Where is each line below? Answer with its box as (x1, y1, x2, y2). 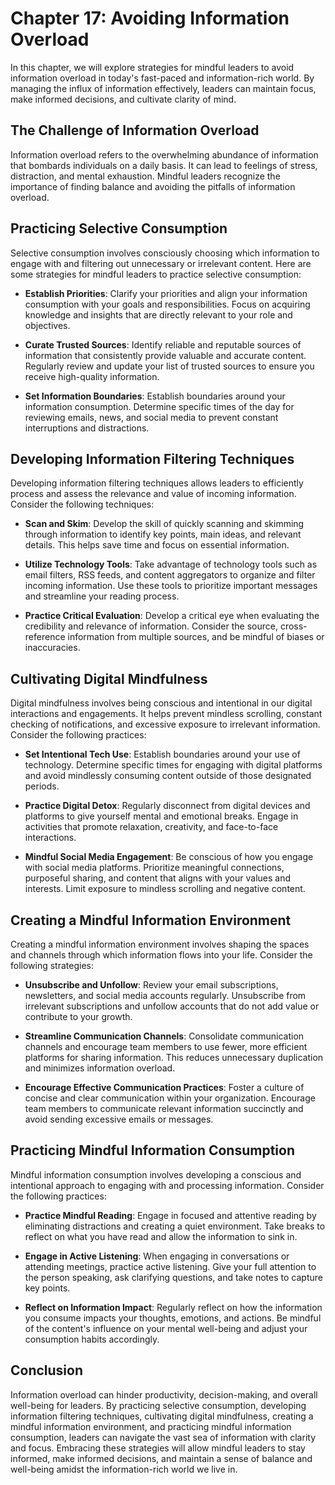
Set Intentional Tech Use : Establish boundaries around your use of (24, 748, 301, 761)
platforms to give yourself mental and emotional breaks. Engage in (24, 810, 299, 822)
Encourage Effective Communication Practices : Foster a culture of (24, 1082, 305, 1093)
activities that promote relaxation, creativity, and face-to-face (24, 821, 279, 833)
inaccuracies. (24, 642, 81, 654)
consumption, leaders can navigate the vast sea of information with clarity (10, 1431, 316, 1443)
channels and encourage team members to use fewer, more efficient (24, 1041, 308, 1052)
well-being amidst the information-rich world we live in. (10, 1463, 238, 1475)
